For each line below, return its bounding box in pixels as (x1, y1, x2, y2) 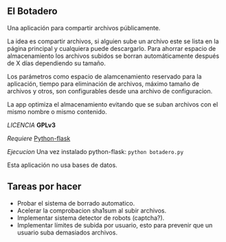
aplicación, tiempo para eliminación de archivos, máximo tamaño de (7, 79, 200, 88)
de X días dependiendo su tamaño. (7, 58, 106, 67)
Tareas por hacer (7, 181, 82, 192)
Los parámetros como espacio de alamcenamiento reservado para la (7, 72, 202, 80)
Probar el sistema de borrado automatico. (16, 199, 135, 207)
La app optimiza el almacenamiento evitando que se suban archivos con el (7, 100, 218, 109)
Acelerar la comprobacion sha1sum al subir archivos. (16, 206, 167, 214)
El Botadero (7, 5, 58, 17)
